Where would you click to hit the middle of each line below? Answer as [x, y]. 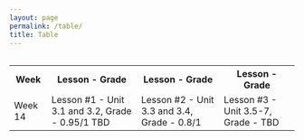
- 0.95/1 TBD [81, 123]
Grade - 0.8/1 [171, 123]
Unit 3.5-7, [248, 111]
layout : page [34, 18]
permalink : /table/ [46, 26]
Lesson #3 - [251, 100]
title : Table [34, 34]
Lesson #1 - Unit [88, 100]
